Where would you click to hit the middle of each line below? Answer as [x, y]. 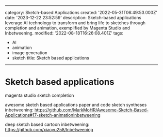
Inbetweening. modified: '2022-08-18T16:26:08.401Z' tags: [64, 33]
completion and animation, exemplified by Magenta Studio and [67, 28]
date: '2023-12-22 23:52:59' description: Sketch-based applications [73, 18]
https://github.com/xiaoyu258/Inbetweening [49, 129]
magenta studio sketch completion [40, 95]
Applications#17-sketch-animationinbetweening [53, 115]
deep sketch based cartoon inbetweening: [47, 124]
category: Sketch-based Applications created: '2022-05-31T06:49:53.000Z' [81, 12]
